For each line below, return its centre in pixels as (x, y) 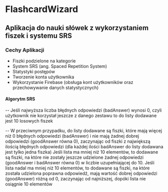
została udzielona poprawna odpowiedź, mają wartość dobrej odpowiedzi (81, 173)
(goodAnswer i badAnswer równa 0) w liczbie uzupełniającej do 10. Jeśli (80, 163)
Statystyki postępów (34, 71)
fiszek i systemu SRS (39, 35)
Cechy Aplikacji (25, 50)
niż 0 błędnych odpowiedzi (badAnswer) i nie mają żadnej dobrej (72, 136)
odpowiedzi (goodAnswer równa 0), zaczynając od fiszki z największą (78, 141)
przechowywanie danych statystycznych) (55, 87)
